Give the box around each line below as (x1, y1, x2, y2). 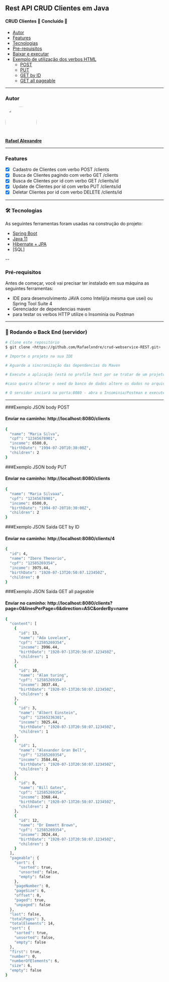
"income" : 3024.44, (18, 832, 59, 837)
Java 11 (12, 235, 28, 241)
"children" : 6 (18, 691, 49, 697)
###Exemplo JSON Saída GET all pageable (5, 588, 94, 595)
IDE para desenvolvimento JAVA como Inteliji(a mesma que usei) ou (12, 295, 153, 301)
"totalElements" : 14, (10, 921, 55, 926)
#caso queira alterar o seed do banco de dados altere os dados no (5, 381, 150, 386)
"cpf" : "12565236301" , (18, 715, 66, 720)
